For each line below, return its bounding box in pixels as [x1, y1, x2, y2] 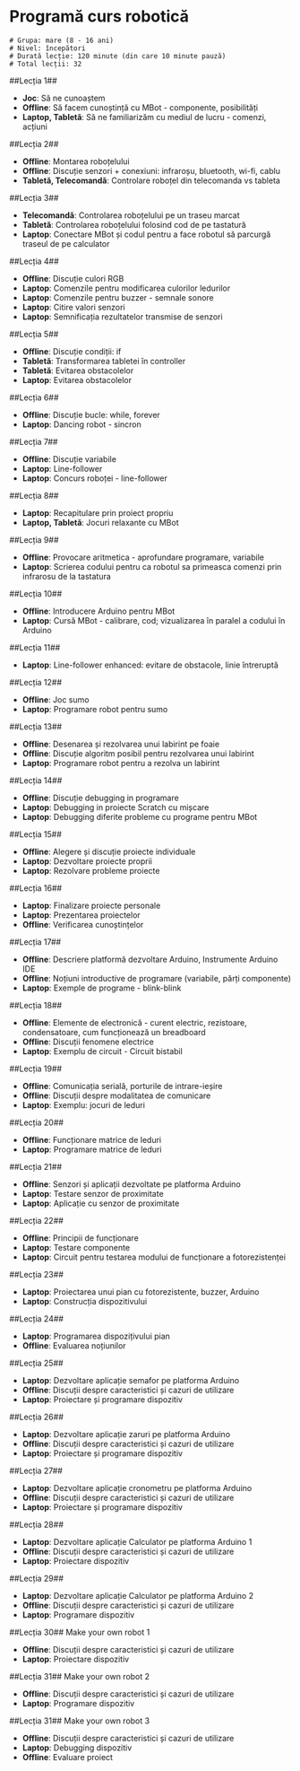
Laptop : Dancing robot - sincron [21, 419, 141, 430]
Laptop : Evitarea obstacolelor [21, 374, 133, 385]
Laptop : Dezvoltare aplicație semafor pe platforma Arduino [21, 1374, 240, 1385]
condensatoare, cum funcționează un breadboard [21, 1026, 206, 1037]
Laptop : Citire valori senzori [21, 301, 125, 312]
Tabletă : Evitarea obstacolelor [21, 365, 134, 376]
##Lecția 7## [9, 436, 58, 447]
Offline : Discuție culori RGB [21, 273, 124, 284]
